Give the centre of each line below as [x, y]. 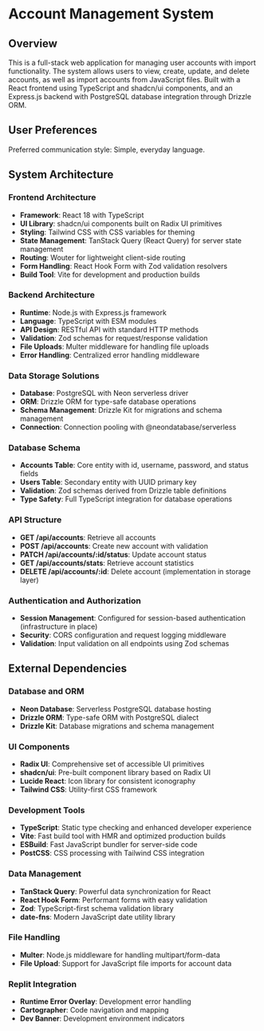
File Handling [34, 937]
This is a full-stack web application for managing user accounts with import [132, 62]
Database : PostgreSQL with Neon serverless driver [104, 394]
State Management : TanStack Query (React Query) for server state [130, 240]
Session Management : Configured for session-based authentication [132, 617]
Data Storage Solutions [54, 375]
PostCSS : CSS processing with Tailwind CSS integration [112, 853]
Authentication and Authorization [75, 601]
